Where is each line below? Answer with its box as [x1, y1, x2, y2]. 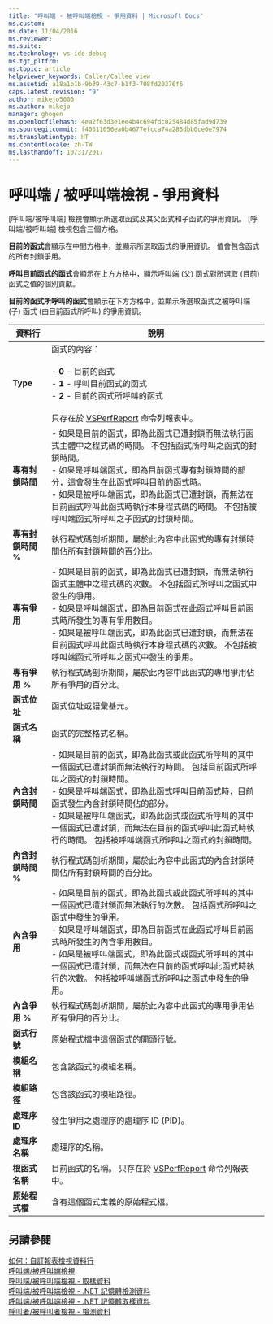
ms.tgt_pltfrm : [8, 58, 60, 66]
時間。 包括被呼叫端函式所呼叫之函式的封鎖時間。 [67, 834, 258, 846]
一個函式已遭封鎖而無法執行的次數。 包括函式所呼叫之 [51, 899, 258, 911]
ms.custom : [8, 20, 45, 28]
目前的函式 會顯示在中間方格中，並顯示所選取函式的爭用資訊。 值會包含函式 [8, 242, 260, 251]
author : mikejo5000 [8, 95, 75, 103]
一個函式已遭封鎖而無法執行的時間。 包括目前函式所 [51, 761, 249, 773]
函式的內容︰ [51, 343, 101, 355]
